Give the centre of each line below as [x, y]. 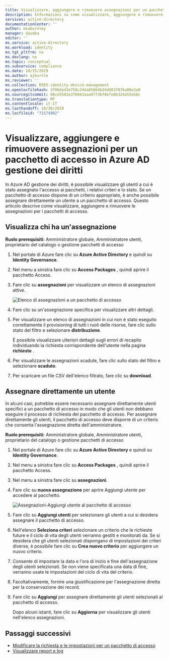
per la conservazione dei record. [46, 587]
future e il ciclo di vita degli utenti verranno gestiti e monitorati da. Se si [86, 535]
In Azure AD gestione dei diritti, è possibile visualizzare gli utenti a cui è [79, 184]
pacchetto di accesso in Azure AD [77, 160]
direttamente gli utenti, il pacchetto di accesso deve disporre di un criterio [82, 420]
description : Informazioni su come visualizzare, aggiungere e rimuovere [84, 15]
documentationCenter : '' [31, 24]
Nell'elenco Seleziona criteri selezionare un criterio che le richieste [82, 530]
